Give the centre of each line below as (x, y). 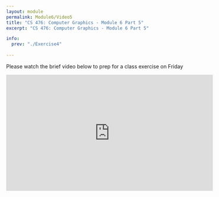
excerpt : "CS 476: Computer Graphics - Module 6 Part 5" (78, 28)
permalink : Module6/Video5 (39, 17)
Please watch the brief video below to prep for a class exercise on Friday (95, 66)
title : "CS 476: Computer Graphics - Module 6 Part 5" (75, 22)
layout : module (25, 12)
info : (13, 39)
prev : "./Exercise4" (37, 44)
